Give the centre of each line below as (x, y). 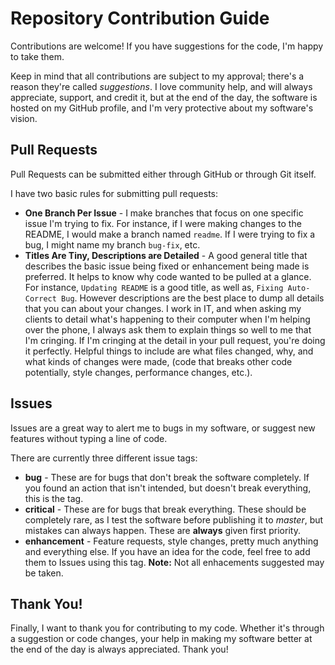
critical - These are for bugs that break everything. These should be (165, 509)
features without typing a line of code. (89, 438)
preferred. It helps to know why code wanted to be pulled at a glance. (168, 276)
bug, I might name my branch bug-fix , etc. (112, 244)
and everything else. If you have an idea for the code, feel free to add (167, 551)
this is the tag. (54, 498)
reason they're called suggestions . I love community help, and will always (161, 86)
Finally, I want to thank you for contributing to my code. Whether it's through (167, 628)
